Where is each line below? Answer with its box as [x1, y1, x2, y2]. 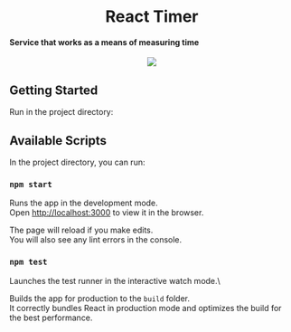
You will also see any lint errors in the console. [9, 234, 183, 245]
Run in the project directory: [9, 107, 114, 118]
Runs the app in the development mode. [9, 197, 158, 209]
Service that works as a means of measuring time [9, 36, 200, 47]
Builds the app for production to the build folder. [9, 292, 191, 304]
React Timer [105, 6, 199, 27]
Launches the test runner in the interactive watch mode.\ [9, 275, 221, 286]
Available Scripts [9, 133, 107, 148]
